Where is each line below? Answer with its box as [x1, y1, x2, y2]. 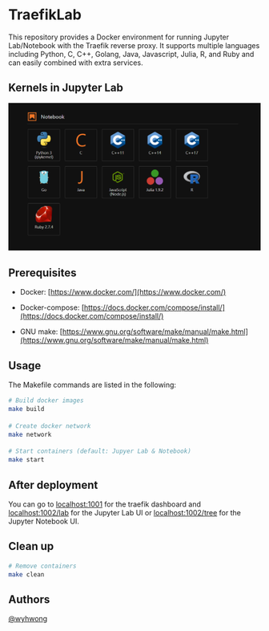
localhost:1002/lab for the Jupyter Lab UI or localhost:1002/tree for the [8, 508, 242, 518]
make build [8, 405, 45, 413]
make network [8, 430, 52, 438]
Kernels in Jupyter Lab [8, 81, 124, 95]
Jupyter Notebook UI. [8, 516, 80, 527]
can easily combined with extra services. [8, 58, 143, 67]
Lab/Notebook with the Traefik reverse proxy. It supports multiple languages [8, 40, 260, 50]
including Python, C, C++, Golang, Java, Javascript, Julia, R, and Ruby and [8, 49, 255, 59]
